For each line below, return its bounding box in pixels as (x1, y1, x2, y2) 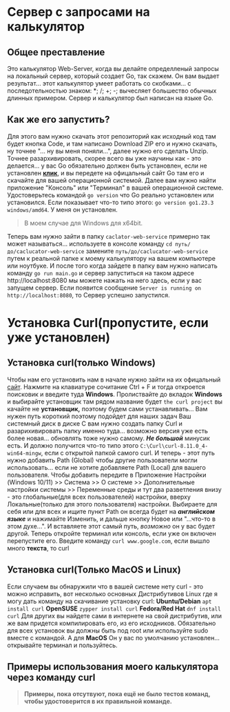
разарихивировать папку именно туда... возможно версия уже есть (7, 426, 209, 435)
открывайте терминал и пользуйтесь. (7, 641, 118, 649)
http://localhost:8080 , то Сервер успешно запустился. (7, 290, 170, 299)
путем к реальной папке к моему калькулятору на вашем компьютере (7, 254, 216, 262)
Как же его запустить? (7, 114, 110, 126)
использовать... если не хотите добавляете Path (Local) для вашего (7, 463, 207, 471)
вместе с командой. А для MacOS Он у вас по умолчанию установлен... (7, 633, 220, 642)
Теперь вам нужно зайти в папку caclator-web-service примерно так (7, 232, 210, 240)
